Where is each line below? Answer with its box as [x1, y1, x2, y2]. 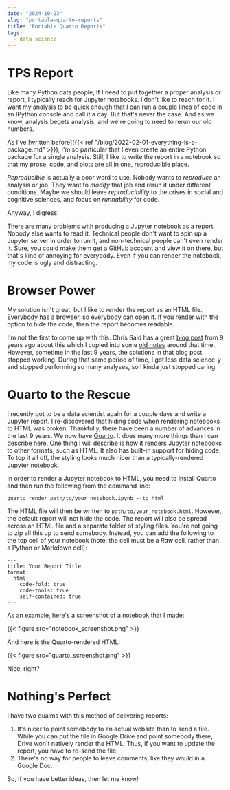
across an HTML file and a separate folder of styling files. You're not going [7, 521, 218, 530]
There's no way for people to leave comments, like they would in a [16, 753, 205, 762]
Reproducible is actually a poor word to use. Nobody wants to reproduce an [7, 174, 221, 182]
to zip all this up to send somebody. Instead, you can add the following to [7, 528, 214, 537]
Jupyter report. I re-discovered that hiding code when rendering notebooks [7, 417, 220, 425]
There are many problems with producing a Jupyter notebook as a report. [7, 222, 215, 231]
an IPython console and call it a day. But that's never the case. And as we [7, 110, 215, 118]
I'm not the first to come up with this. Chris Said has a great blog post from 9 [7, 333, 224, 342]
